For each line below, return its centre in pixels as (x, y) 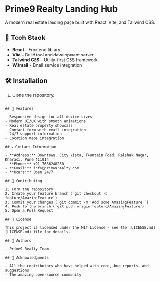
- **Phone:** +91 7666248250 (35, 164)
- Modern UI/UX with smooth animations (45, 121)
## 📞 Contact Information (31, 147)
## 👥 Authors (18, 240)
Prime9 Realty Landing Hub (62, 9)
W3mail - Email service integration (47, 65)
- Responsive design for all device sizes (49, 117)
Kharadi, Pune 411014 (27, 159)
